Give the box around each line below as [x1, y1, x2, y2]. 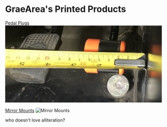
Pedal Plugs [5, 20, 30, 26]
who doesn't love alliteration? [5, 117, 66, 123]
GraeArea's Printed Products [5, 3, 126, 15]
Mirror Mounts [5, 108, 35, 114]
